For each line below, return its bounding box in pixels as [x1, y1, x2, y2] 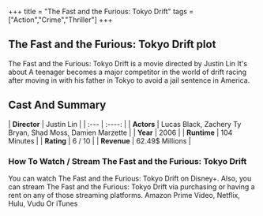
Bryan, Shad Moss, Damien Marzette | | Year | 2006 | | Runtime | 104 [8, 128, 233, 137]
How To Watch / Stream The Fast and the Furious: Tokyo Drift [8, 155, 247, 166]
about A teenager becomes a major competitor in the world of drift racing [8, 67, 247, 76]
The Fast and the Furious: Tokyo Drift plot [8, 38, 216, 51]
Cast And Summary [8, 99, 107, 112]
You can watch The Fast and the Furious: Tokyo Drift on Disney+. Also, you [8, 173, 252, 183]
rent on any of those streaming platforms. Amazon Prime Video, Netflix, [8, 190, 241, 199]
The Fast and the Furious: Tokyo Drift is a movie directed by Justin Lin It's [8, 58, 247, 68]
